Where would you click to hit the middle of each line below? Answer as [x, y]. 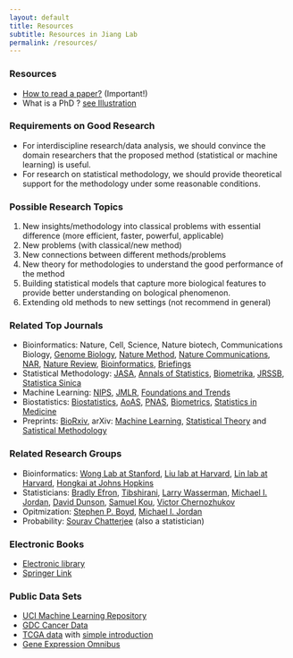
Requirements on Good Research [82, 126]
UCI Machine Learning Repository [84, 616]
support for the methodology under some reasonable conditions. [141, 184]
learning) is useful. [56, 164]
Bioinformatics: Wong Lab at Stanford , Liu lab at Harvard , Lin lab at [145, 473]
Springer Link [47, 573]
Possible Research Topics [66, 207]
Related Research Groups [66, 454]
